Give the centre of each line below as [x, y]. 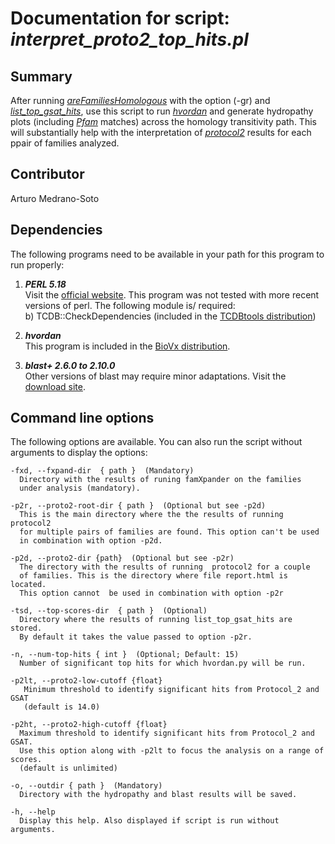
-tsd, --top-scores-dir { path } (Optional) [109, 611]
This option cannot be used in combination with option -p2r [151, 593]
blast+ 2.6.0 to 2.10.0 [70, 365]
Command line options [82, 418]
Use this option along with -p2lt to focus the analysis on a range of [172, 751]
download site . [55, 386]
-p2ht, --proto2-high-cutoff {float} [89, 725]
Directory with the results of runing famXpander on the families [160, 480]
